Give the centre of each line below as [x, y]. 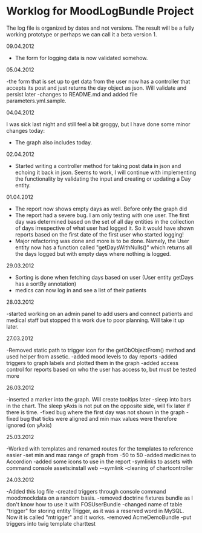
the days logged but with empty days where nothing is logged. [93, 253]
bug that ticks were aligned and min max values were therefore [99, 418]
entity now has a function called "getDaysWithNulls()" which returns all [103, 247]
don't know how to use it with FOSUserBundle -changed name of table [94, 504]
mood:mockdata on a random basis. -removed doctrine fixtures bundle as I [100, 498]
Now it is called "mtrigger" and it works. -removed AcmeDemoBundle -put [99, 517]
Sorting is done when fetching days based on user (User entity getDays [104, 277]
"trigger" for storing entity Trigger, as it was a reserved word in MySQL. [95, 511]
